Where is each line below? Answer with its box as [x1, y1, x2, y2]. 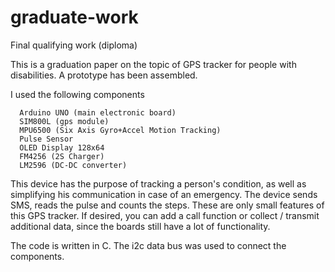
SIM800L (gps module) [19, 116, 110, 126]
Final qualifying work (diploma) [10, 39, 138, 51]
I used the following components [10, 88, 145, 100]
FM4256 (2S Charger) [19, 151, 105, 161]
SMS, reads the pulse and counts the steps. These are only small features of [10, 199, 325, 211]
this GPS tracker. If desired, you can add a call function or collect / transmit [10, 209, 320, 221]
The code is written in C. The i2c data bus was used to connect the [10, 239, 287, 251]
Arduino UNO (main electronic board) [19, 107, 177, 118]
